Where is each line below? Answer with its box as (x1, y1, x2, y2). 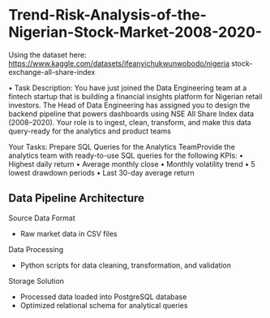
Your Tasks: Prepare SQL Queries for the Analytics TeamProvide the (8, 142, 235, 151)
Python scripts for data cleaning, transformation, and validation (19, 260, 232, 270)
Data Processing (8, 244, 63, 254)
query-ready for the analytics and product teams (8, 126, 172, 136)
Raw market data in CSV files (19, 229, 118, 238)
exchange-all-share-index (8, 67, 96, 76)
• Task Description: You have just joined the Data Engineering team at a (8, 83, 247, 93)
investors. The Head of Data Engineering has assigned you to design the (8, 100, 251, 110)
